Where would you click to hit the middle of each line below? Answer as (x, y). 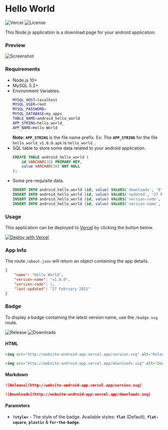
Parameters (17, 405)
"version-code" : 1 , (34, 284)
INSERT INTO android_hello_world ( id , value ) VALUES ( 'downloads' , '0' (87, 190)
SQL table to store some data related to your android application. (79, 148)
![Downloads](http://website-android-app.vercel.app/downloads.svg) (78, 394)
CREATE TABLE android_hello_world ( (50, 157)
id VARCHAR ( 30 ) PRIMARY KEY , (52, 162)
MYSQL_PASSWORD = (29, 109)
